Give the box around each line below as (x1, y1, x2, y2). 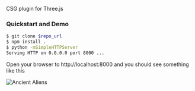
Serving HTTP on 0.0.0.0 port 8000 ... (6, 50, 105, 56)
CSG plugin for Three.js (6, 5, 63, 12)
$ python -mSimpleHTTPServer (6, 45, 78, 51)
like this (6, 67, 25, 74)
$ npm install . (6, 39, 46, 45)
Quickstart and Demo (6, 20, 69, 28)
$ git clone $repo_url (6, 33, 62, 39)
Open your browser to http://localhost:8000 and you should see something (6, 61, 190, 68)
